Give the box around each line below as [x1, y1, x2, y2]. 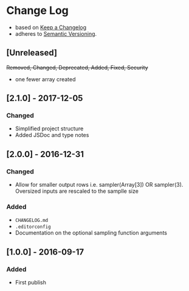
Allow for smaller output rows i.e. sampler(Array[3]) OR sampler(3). [15, 181, 184, 189]
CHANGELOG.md [15, 218, 49, 224]
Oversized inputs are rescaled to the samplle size [15, 187, 139, 195]
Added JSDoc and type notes [15, 132, 89, 139]
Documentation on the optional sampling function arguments [15, 229, 167, 236]
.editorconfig [15, 224, 51, 230]
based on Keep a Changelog [15, 24, 87, 31]
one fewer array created [15, 75, 76, 82]
